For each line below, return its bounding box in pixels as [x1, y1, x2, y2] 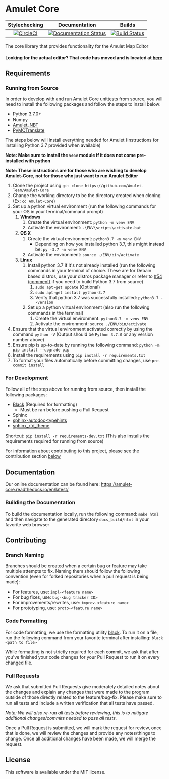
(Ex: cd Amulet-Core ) [12, 198, 55, 204]
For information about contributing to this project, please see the [5, 448, 140, 454]
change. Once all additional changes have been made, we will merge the [5, 735, 156, 742]
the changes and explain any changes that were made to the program [5, 689, 150, 695]
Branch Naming [5, 551, 44, 558]
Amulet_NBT [12, 122, 39, 128]
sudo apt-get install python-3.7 [35, 290, 106, 295]
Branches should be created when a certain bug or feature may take [5, 563, 147, 569]
